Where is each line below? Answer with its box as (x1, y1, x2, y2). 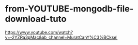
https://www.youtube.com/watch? (5, 29, 73, 35)
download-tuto (5, 13, 67, 24)
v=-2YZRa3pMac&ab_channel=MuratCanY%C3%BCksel (5, 34, 118, 40)
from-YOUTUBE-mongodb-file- (5, 3, 134, 14)
